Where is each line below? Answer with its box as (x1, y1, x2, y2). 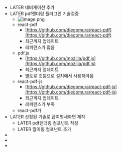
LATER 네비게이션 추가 (10, 4, 55, 10)
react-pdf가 (17, 107, 42, 113)
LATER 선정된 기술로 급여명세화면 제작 (10, 114, 85, 119)
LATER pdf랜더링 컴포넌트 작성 (17, 120, 79, 126)
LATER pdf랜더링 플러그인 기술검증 (10, 10, 79, 16)
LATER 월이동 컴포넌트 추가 (17, 126, 72, 132)
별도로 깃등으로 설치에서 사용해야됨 (25, 73, 94, 78)
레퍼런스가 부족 (25, 101, 55, 107)
